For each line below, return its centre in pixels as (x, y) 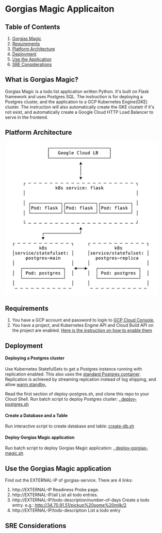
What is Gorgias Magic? (42, 80)
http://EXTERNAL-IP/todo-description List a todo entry (66, 510)
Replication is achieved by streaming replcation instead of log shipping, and (81, 379)
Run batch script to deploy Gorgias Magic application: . (60, 448)
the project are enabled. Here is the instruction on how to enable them (82, 330)
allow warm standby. (26, 385)
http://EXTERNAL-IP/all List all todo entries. (55, 495)
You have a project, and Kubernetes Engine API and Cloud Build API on (83, 325)
